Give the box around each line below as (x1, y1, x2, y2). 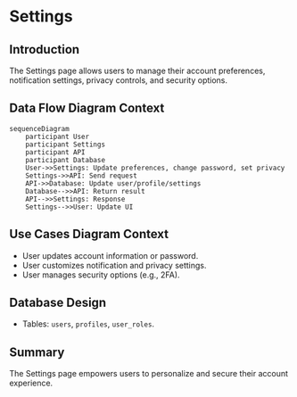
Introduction (9, 42, 80, 57)
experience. (9, 377, 54, 389)
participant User (25, 132, 90, 141)
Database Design (9, 295, 107, 310)
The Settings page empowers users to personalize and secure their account (9, 368, 288, 379)
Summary (9, 344, 65, 360)
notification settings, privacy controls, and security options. (9, 75, 228, 86)
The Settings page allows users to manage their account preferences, (9, 65, 266, 76)
